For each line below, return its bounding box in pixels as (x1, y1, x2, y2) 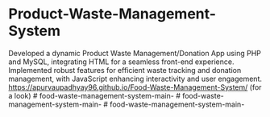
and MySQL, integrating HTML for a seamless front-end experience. (8, 57, 235, 67)
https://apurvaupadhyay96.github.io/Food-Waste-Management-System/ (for (8, 82, 262, 92)
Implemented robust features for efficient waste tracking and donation (8, 65, 242, 75)
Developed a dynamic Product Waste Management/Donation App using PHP (8, 48, 262, 58)
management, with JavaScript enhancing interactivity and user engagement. (8, 74, 263, 83)
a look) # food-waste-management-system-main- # (8, 91, 181, 100)
